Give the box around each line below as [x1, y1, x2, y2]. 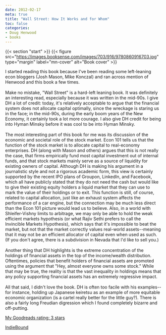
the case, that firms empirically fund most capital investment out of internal [5, 152, 159, 158]
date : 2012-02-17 [5, 7, 41, 12]
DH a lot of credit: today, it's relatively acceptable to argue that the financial [5, 100, 160, 106]
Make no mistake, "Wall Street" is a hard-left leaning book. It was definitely [5, 90, 158, 96]
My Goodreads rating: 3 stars [5, 315, 65, 321]
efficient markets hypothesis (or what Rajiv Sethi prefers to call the [5, 216, 141, 222]
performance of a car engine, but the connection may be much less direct [5, 200, 156, 206]
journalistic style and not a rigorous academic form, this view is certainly [5, 168, 153, 174]
